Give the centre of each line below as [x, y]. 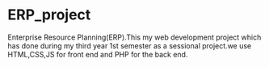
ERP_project [49, 15]
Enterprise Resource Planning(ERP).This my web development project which [134, 37]
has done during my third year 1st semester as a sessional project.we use [130, 45]
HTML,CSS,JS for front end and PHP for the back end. [98, 54]
